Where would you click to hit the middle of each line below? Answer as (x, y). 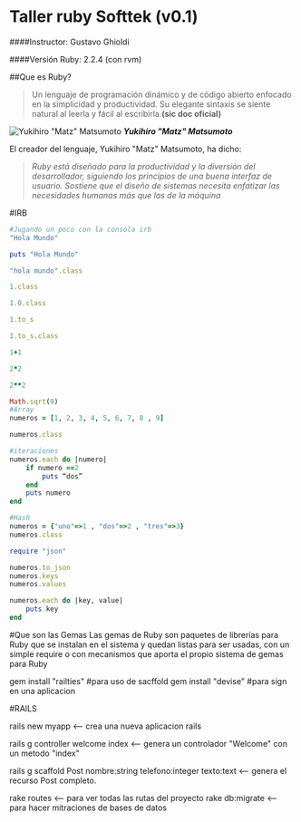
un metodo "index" (44, 753)
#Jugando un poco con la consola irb (81, 229)
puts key (42, 609)
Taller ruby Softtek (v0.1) (104, 17)
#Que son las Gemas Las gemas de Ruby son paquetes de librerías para (144, 634)
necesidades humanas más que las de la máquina (126, 195)
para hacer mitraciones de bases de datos (88, 807)
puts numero (48, 493)
